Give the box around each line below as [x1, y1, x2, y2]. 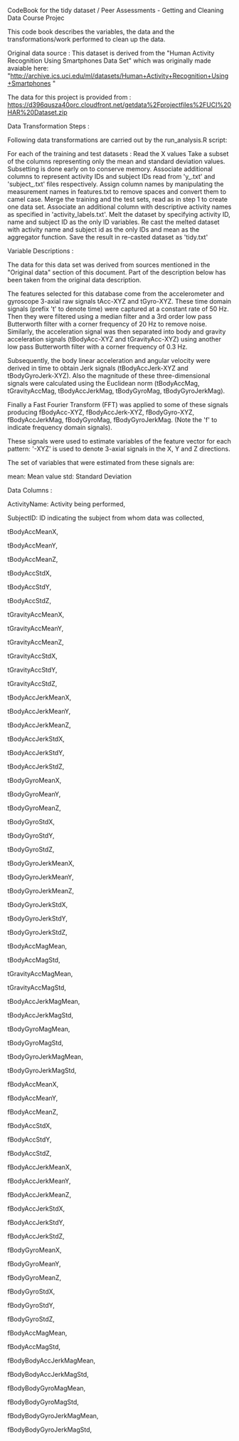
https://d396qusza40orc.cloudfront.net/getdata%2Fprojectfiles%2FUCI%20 [7, 101, 232, 109]
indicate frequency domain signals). [7, 424, 112, 431]
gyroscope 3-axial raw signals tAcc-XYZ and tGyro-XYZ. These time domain [7, 297, 232, 305]
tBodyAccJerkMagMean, [7, 998, 80, 1005]
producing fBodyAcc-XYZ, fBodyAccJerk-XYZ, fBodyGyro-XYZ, [7, 408, 195, 416]
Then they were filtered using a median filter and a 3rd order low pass [7, 312, 212, 320]
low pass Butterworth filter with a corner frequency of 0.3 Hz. [7, 342, 188, 351]
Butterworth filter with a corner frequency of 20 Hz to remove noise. [7, 320, 208, 328]
